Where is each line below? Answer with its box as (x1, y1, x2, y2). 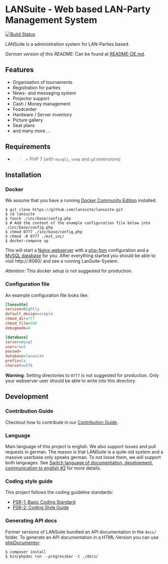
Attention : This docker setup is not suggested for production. (5, 268, 133, 274)
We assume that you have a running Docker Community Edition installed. (5, 197, 157, 204)
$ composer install (5, 549, 47, 554)
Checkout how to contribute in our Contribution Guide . (5, 419, 119, 425)
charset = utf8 (5, 363, 33, 368)
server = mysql (5, 339, 33, 344)
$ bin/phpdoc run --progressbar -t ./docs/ (5, 554, 99, 559)
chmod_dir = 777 (5, 316, 35, 321)
